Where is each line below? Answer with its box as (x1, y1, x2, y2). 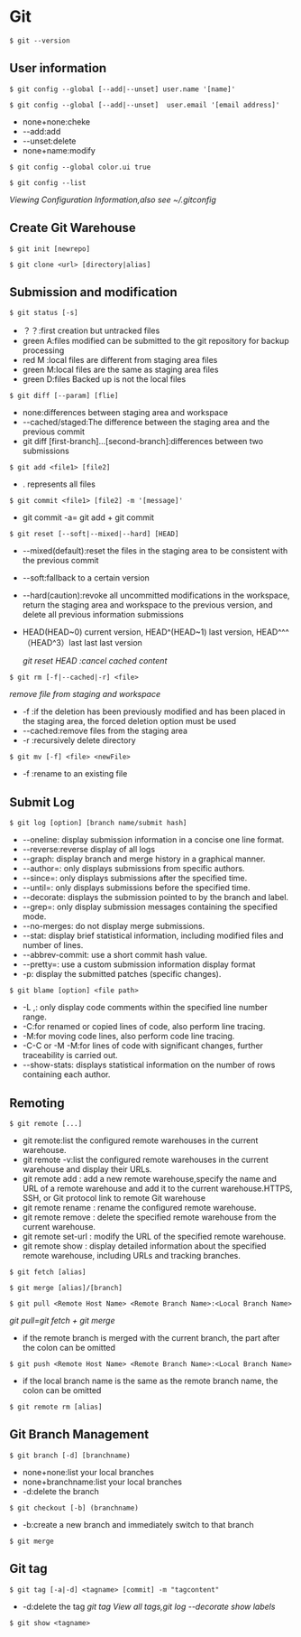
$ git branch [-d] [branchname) (9, 1451, 131, 1460)
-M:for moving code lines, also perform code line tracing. (22, 1031, 235, 1042)
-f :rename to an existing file (22, 768, 128, 779)
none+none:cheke (22, 116, 91, 127)
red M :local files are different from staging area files (22, 355, 218, 366)
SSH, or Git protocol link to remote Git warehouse (22, 1193, 205, 1203)
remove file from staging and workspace (9, 689, 160, 700)
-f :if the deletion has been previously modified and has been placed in (22, 706, 286, 717)
